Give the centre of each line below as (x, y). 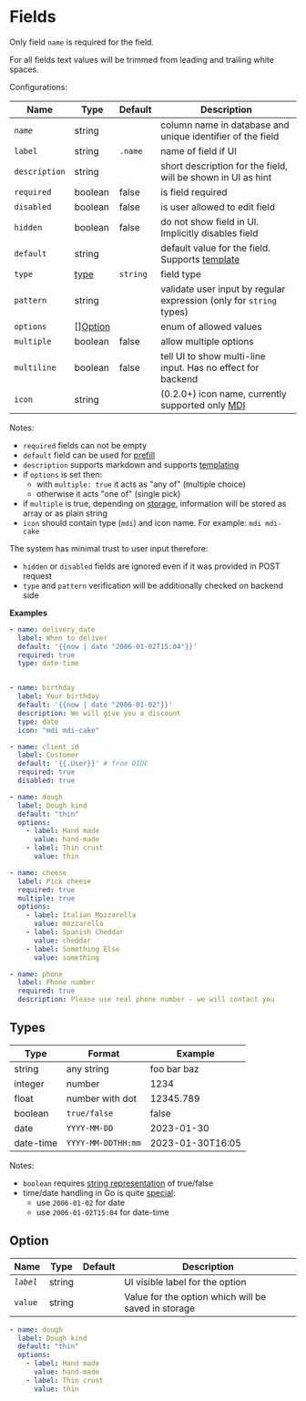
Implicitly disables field (209, 232)
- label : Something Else (73, 949)
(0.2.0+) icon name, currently (224, 394)
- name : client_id (44, 747)
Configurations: (39, 87)
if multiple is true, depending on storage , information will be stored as (154, 503)
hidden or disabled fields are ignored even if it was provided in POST (151, 566)
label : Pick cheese (55, 881)
